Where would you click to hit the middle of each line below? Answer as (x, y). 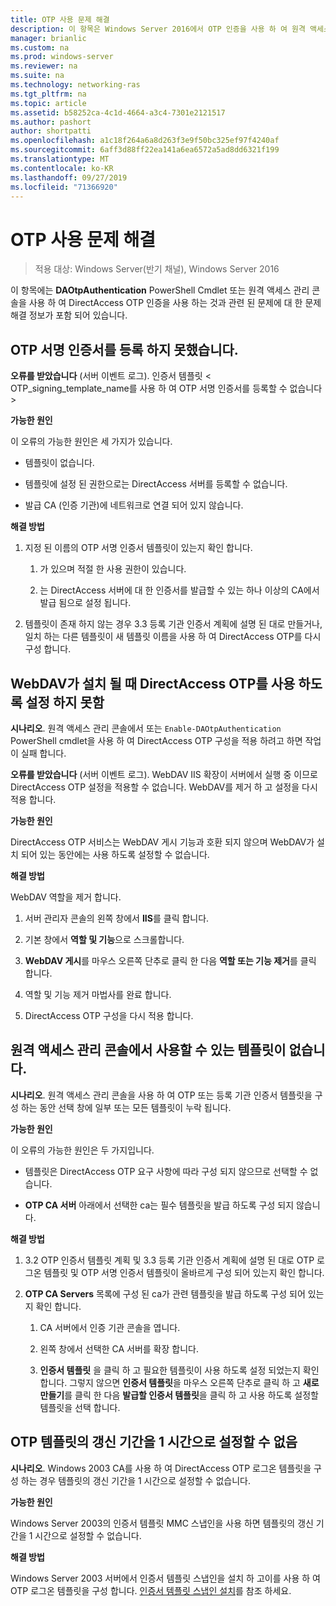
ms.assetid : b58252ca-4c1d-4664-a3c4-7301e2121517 (118, 112)
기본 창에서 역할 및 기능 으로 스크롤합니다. (104, 939)
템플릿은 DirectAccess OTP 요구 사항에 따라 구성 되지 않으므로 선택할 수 (166, 1171)
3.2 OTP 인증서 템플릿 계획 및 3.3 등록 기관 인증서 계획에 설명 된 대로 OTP (169, 1260)
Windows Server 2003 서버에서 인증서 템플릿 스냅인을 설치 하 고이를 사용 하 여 (165, 1578)
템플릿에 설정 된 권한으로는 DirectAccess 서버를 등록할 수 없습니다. (156, 484)
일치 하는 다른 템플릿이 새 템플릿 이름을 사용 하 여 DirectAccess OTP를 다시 (173, 637)
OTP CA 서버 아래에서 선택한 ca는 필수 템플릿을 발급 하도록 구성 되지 (159, 1205)
